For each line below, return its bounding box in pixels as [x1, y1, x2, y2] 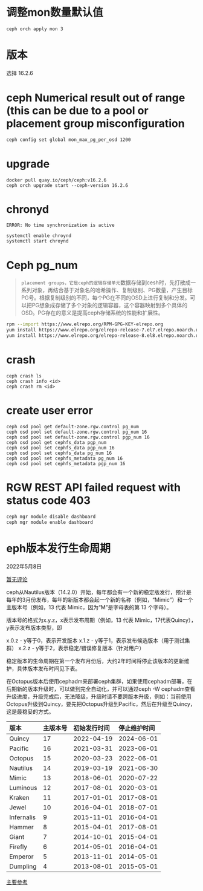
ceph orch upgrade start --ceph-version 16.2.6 [6, 182, 129, 188]
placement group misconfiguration [6, 116, 185, 130]
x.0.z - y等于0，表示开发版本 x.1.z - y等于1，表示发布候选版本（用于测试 [6, 636, 185, 644]
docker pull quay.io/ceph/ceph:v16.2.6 [6, 177, 107, 183]
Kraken [9, 793, 30, 801]
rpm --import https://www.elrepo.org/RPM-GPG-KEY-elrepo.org [6, 321, 164, 327]
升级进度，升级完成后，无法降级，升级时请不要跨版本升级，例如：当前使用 [6, 693, 192, 700]
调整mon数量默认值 [6, 5, 104, 19]
